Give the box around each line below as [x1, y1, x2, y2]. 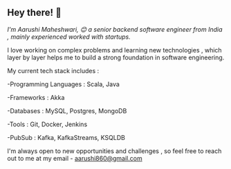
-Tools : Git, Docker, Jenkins [7, 120, 88, 128]
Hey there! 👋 [7, 7, 62, 19]
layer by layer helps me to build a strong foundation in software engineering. [7, 53, 225, 61]
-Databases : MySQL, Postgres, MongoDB [7, 106, 127, 115]
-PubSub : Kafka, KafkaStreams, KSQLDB [7, 133, 126, 141]
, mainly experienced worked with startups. [7, 32, 131, 41]
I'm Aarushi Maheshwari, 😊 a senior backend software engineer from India [7, 25, 223, 33]
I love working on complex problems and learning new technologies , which [7, 46, 223, 54]
